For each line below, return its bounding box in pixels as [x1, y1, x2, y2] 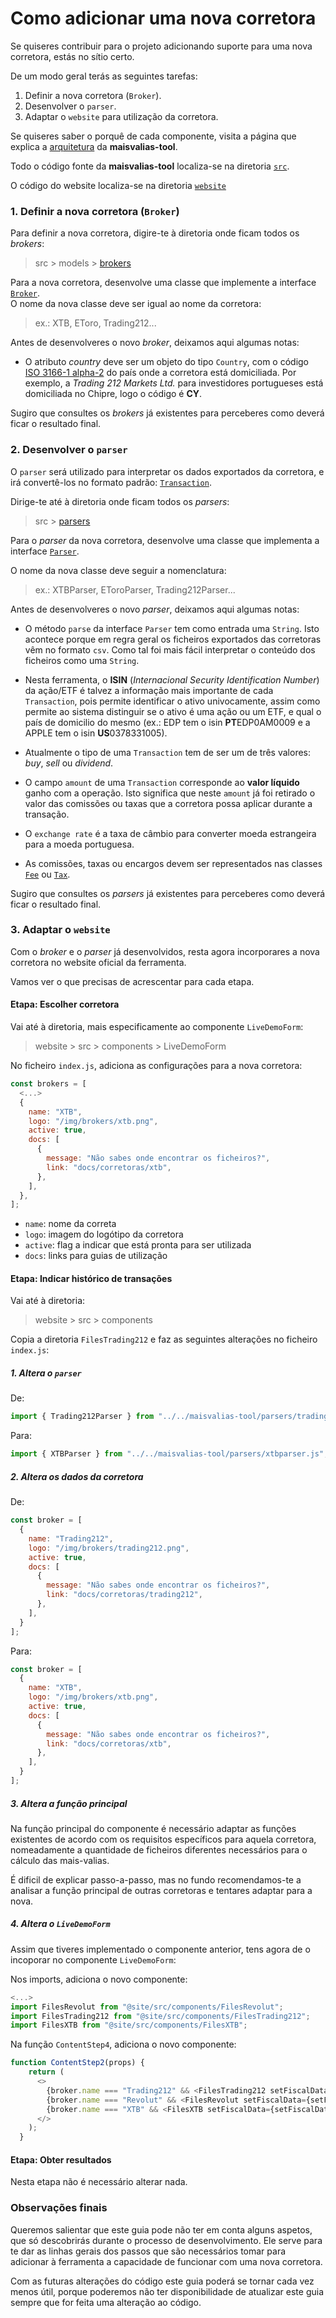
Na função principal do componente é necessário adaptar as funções [10, 1822, 297, 1834]
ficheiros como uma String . [24, 654, 140, 666]
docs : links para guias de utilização [24, 1250, 168, 1262]
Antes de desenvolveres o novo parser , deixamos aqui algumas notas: [10, 603, 300, 615]
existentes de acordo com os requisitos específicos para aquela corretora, [10, 1833, 317, 1845]
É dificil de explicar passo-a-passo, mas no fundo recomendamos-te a [10, 1873, 302, 1886]
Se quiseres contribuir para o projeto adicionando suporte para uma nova [10, 40, 313, 52]
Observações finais [10, 2201, 108, 2215]
